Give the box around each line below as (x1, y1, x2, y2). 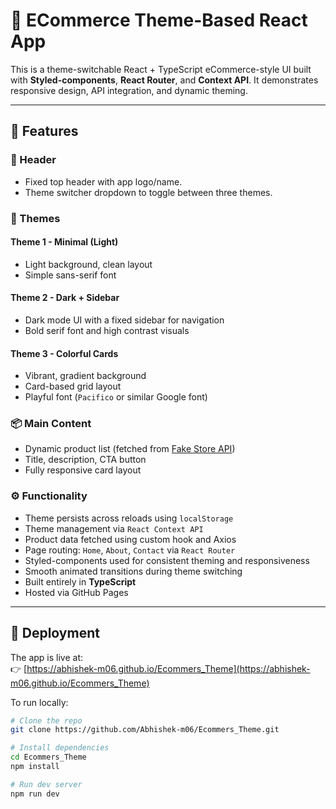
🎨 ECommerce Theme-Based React (10, 9, 308, 32)
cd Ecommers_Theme (10, 752, 87, 763)
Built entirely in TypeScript (24, 575, 137, 588)
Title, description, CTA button (24, 454, 147, 466)
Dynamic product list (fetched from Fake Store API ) (24, 443, 236, 455)
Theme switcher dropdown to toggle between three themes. (24, 186, 273, 198)
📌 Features (10, 123, 79, 140)
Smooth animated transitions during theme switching (24, 565, 243, 577)
